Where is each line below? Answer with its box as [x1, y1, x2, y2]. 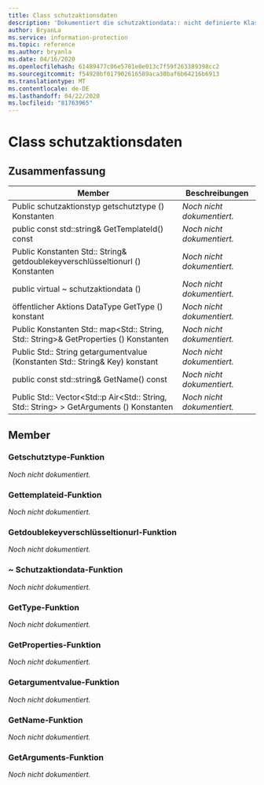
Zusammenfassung [8, 164, 106, 178]
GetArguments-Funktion [8, 752, 104, 763]
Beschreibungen [185, 188, 249, 199]
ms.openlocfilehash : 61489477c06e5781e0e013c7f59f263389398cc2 [8, 63, 220, 71]
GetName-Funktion [8, 714, 83, 725]
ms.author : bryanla [8, 48, 72, 56]
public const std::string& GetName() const [12, 374, 167, 385]
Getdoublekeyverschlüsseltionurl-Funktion [8, 527, 177, 538]
